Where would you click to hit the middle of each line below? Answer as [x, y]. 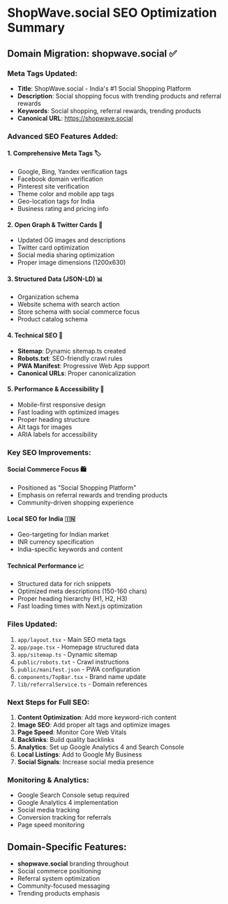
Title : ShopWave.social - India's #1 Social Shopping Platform [104, 88]
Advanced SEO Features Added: [63, 136]
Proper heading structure [53, 419]
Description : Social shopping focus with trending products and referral [119, 96]
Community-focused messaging [63, 886]
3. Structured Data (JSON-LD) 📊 [55, 279]
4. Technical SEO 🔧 [35, 335]
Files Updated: [32, 625]
